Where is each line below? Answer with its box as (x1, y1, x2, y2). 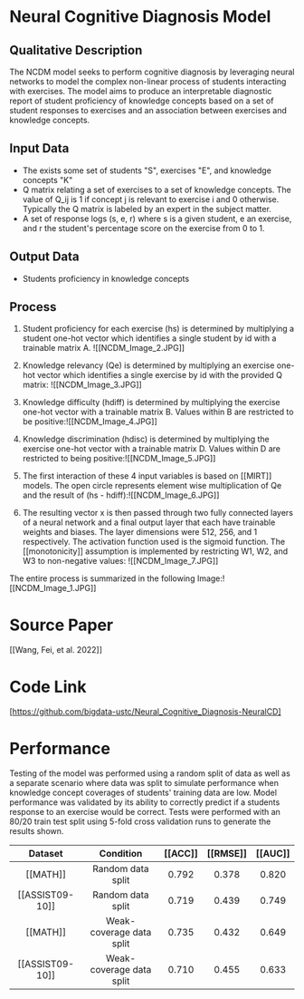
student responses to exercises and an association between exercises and (9, 105, 288, 115)
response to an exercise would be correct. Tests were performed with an (9, 807, 280, 818)
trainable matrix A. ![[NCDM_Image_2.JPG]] (22, 343, 185, 354)
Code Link (9, 676, 87, 697)
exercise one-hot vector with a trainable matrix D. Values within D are (22, 443, 280, 454)
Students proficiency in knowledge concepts (22, 273, 190, 284)
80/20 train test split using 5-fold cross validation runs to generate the (9, 816, 271, 827)
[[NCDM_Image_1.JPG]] (9, 583, 97, 594)
